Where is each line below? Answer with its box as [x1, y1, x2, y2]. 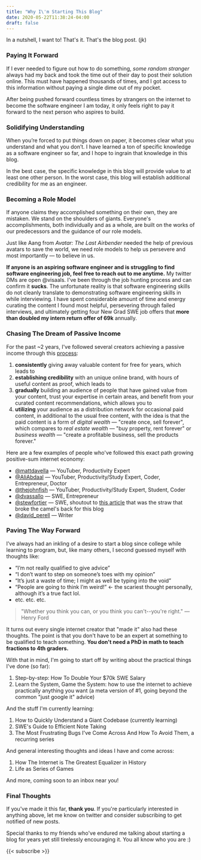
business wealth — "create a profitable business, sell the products [14, 431, 179, 438]
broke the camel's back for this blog [14, 505, 104, 512]
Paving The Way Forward [6, 526, 81, 534]
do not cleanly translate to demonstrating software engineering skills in [6, 289, 181, 296]
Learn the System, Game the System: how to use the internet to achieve [14, 680, 193, 688]
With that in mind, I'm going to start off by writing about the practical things [6, 656, 191, 663]
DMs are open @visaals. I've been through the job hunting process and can [6, 276, 192, 284]
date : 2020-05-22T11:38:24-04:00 [6, 14, 90, 20]
